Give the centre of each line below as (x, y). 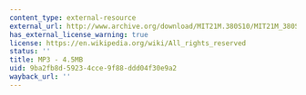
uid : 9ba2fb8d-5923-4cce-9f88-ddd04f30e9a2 (93, 69)
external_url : (36, 26)
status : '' (30, 52)
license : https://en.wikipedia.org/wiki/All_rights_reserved (128, 43)
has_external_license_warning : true (79, 34)
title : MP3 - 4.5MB (46, 60)
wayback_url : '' (40, 77)
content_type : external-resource (73, 18)
